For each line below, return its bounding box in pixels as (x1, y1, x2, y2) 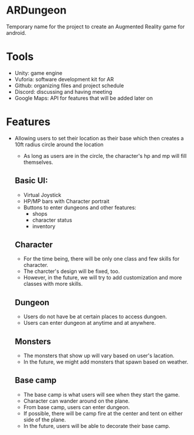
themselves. (23, 159, 54, 166)
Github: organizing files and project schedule (14, 82, 124, 89)
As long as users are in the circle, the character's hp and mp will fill (23, 152, 187, 159)
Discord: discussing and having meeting (14, 88, 113, 95)
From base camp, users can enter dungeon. (23, 403, 130, 410)
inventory (32, 222, 56, 230)
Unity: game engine (14, 69, 63, 77)
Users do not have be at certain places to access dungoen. (23, 313, 167, 320)
